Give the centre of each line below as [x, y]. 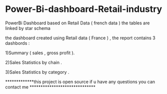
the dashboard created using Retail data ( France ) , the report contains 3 [80, 38]
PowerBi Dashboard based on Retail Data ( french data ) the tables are [77, 23]
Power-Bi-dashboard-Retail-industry [84, 9]
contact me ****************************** [50, 87]
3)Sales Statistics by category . [37, 72]
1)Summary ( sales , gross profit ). [40, 53]
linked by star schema [28, 28]
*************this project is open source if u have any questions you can [80, 82]
